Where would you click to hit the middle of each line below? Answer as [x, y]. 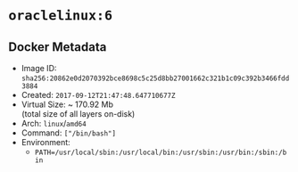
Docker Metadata [58, 47]
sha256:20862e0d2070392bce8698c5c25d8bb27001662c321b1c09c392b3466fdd [155, 78]
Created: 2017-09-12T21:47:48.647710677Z [98, 95]
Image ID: [39, 68]
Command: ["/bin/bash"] [69, 133]
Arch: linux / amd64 [54, 123]
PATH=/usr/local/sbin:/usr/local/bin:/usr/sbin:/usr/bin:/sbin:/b [161, 152]
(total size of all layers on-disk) [78, 114]
